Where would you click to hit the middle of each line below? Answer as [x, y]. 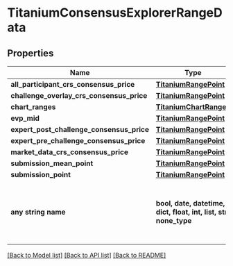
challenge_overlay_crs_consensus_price [79, 95]
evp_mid [25, 118]
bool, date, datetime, [190, 203]
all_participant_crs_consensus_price [73, 84]
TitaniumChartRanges [193, 107]
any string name [38, 212]
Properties [31, 53]
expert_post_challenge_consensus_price [80, 130]
